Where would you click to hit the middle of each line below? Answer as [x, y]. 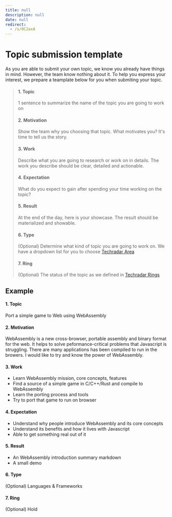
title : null [18, 10]
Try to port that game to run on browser [55, 400]
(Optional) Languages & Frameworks [44, 486]
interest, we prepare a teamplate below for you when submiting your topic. [84, 80]
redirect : [16, 24]
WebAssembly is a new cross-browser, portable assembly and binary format [86, 339]
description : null [25, 15]
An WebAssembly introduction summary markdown [67, 457]
